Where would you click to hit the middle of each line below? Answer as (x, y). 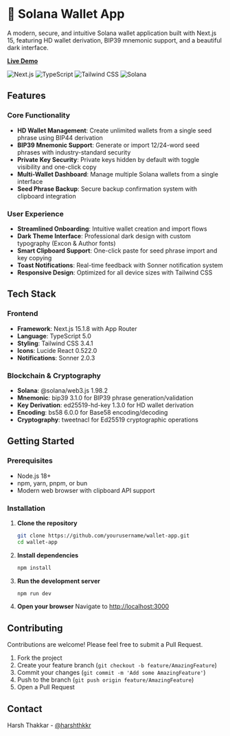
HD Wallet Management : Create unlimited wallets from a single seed (114, 130)
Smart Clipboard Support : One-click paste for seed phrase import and (117, 251)
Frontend (23, 314)
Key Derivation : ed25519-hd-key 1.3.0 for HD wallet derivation (105, 405)
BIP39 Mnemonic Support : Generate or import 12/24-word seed (108, 145)
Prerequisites (30, 461)
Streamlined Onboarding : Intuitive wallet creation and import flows (112, 229)
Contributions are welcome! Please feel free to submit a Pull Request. (105, 645)
